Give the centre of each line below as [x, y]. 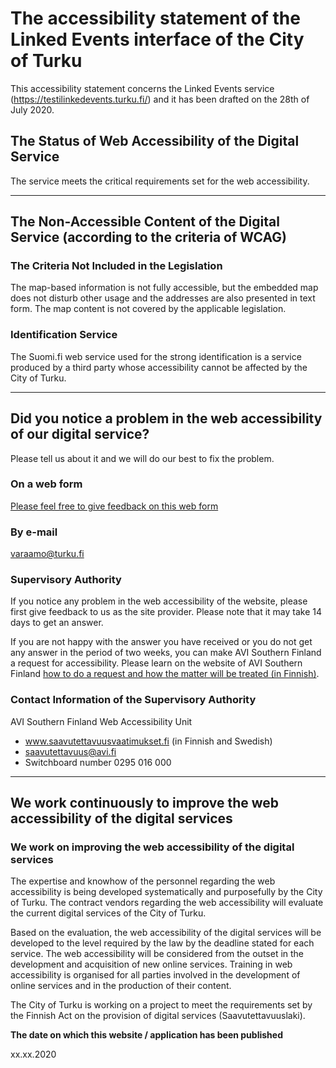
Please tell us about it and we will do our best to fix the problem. [142, 458]
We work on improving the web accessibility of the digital [152, 847]
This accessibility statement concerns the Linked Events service [142, 88]
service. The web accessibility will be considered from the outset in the [157, 954]
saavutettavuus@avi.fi [70, 751]
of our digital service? [80, 434]
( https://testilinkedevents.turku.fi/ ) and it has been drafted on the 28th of [160, 99]
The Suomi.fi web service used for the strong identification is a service [156, 356]
